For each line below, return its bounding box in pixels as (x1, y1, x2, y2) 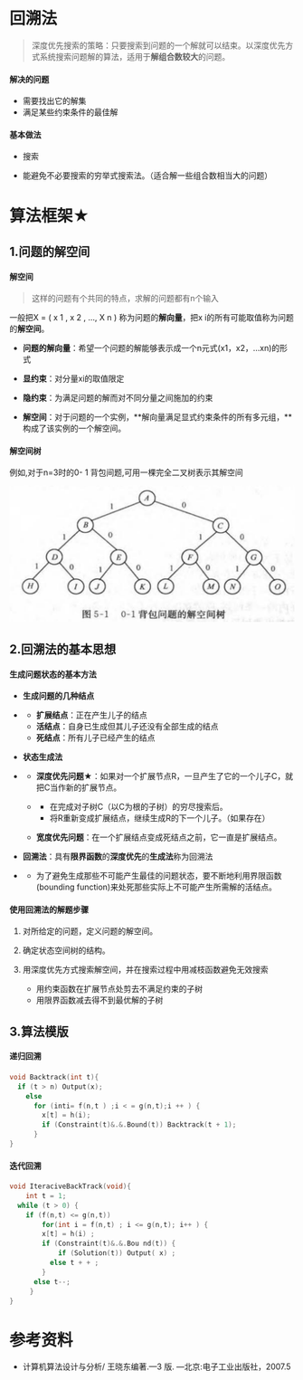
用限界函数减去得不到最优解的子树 (35, 995, 164, 1005)
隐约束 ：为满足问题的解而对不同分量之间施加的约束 (22, 393, 213, 404)
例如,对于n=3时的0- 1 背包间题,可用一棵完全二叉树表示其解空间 (9, 467, 244, 478)
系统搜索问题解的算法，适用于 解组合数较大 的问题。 (39, 51, 231, 62)
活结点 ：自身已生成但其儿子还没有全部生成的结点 (35, 721, 219, 732)
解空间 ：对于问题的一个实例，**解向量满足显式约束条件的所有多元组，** (22, 412, 292, 423)
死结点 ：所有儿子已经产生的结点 (35, 732, 156, 743)
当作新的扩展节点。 (49, 782, 122, 793)
